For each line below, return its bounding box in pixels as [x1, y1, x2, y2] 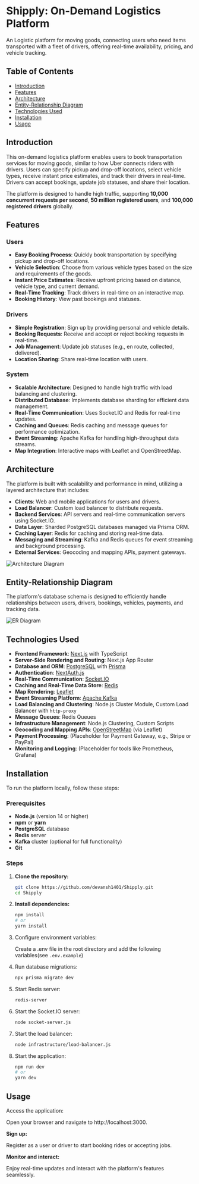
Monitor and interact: [6, 1153, 60, 1160]
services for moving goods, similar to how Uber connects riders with [6, 159, 174, 167]
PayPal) [14, 739, 34, 746]
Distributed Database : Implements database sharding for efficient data [14, 396, 189, 403]
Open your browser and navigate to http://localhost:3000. [6, 1119, 147, 1126]
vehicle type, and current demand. [14, 283, 100, 290]
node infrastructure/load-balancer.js [14, 1041, 111, 1048]
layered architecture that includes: [6, 486, 90, 493]
